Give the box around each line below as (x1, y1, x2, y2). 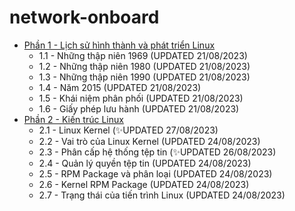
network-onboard (9, 6, 160, 29)
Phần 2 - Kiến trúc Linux (23, 113, 124, 125)
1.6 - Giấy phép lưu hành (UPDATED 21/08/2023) (38, 102, 240, 115)
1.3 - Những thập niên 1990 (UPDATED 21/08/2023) (38, 71, 251, 83)
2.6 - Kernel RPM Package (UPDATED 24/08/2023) (38, 178, 250, 190)
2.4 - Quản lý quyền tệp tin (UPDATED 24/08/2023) (38, 157, 252, 169)
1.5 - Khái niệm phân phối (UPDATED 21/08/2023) (38, 92, 244, 104)
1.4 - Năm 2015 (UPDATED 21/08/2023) (38, 81, 202, 93)
